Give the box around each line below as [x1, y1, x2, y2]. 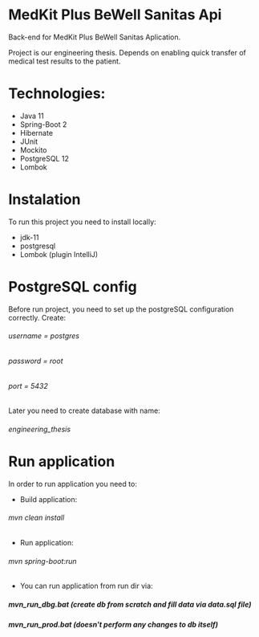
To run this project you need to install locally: [8, 217, 156, 227]
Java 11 [19, 111, 44, 120]
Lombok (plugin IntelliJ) [19, 249, 99, 259]
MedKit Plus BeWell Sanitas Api [8, 6, 222, 24]
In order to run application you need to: [8, 479, 138, 488]
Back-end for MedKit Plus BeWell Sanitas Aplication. [8, 32, 181, 42]
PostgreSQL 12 [19, 153, 70, 163]
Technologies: [8, 84, 106, 103]
